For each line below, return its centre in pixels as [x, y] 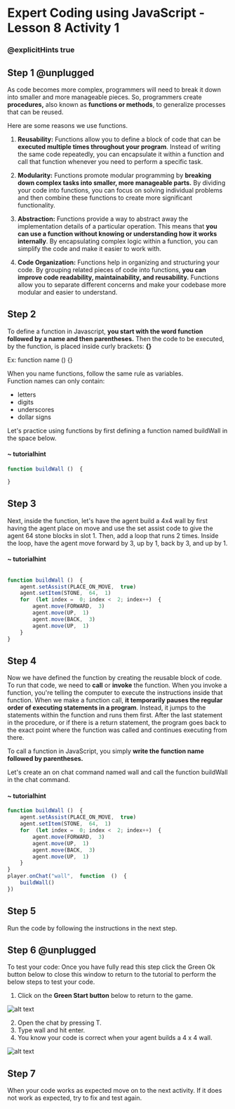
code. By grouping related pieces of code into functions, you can [112, 269]
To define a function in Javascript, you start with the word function [105, 331]
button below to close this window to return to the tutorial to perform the [112, 975]
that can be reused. [35, 112]
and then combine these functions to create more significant [105, 198]
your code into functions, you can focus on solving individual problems [120, 190]
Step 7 [22, 1073]
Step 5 [22, 911]
